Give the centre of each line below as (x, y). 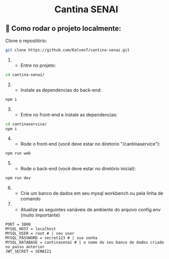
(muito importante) (40, 215)
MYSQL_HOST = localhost (31, 229)
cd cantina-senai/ (25, 75)
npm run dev (18, 178)
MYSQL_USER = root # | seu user (40, 234)
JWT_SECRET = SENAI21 (29, 252)
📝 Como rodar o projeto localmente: (63, 28)
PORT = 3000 (18, 225)
